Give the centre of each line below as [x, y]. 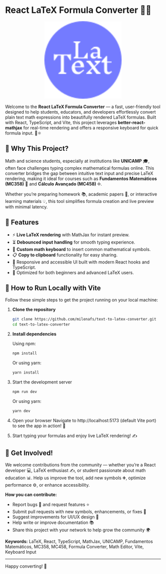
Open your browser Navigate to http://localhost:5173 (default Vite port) [84, 420]
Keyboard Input [21, 552]
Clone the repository [34, 310]
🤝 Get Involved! [29, 453]
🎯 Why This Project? [37, 149]
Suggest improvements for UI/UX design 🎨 [55, 517]
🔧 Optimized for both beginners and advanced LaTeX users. [73, 272]
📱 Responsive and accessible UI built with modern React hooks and [81, 262]
